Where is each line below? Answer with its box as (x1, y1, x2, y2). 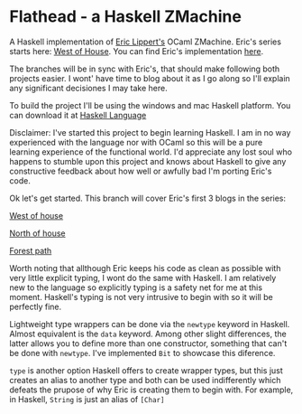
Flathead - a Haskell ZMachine (9, 6, 242, 27)
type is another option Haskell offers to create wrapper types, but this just (9, 364, 284, 376)
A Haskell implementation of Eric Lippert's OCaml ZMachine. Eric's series (9, 36, 282, 47)
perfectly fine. (9, 301, 62, 312)
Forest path (9, 245, 52, 256)
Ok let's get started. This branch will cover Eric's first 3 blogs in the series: (9, 193, 287, 203)
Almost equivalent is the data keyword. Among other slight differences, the (9, 328, 287, 339)
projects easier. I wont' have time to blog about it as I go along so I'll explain (9, 72, 290, 83)
